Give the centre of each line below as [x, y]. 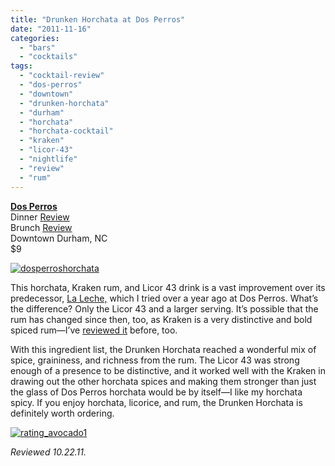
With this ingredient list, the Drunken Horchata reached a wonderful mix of [163, 349]
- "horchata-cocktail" [66, 131]
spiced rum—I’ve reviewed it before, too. [94, 330]
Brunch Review [41, 227]
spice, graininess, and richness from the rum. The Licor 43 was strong [155, 360]
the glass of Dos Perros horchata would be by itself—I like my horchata [156, 392]
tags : [21, 66]
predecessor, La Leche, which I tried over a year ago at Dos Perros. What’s [164, 298]
